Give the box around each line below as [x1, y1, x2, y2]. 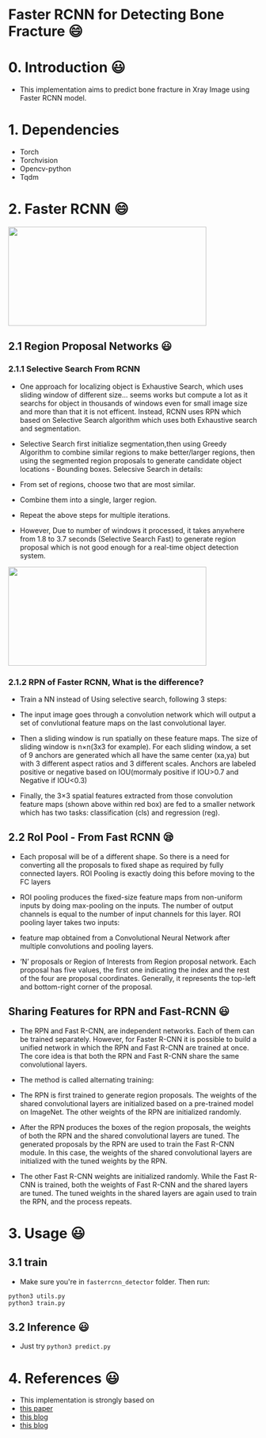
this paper [19, 1404, 53, 1413]
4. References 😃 [8, 1369, 120, 1387]
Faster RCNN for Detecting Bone [8, 6, 225, 24]
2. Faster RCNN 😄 [8, 200, 129, 219]
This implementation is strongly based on [19, 1395, 154, 1405]
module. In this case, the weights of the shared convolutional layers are [19, 1147, 253, 1157]
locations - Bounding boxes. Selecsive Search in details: [19, 464, 203, 474]
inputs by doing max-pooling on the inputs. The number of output [19, 900, 234, 910]
